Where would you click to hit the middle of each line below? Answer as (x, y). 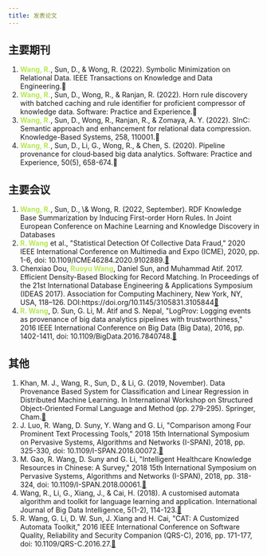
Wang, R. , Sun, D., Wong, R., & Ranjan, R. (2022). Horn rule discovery (134, 95)
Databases (37, 235)
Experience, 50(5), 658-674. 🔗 (69, 162)
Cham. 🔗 (33, 417)
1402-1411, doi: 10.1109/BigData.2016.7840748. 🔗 (98, 336)
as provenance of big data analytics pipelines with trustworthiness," (131, 319)
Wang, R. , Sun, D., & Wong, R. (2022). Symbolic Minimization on (125, 69)
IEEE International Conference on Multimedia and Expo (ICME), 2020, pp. (139, 252)
